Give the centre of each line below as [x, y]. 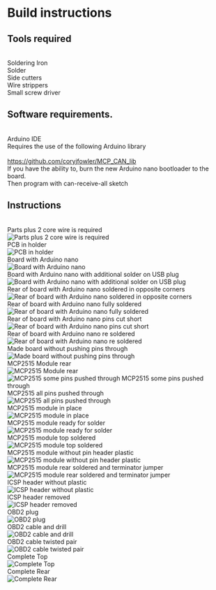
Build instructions [60, 13]
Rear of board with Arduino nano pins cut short [75, 319]
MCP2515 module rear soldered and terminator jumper [85, 467]
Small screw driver [34, 93]
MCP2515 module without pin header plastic [71, 452]
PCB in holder [27, 244]
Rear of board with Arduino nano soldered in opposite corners [96, 289]
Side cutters [25, 78]
